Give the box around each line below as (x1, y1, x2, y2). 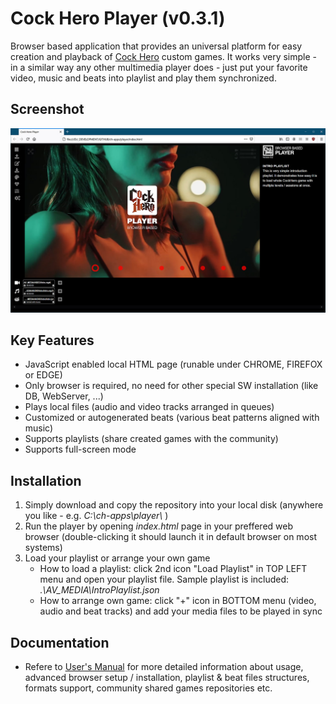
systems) (24, 542, 63, 554)
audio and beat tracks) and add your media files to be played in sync (39, 605, 323, 617)
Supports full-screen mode (24, 443, 137, 456)
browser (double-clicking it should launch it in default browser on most (24, 531, 317, 543)
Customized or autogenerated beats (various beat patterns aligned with (24, 412, 320, 424)
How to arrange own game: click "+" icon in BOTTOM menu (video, (39, 595, 317, 607)
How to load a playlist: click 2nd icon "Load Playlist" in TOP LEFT (39, 563, 308, 575)
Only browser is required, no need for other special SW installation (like (24, 380, 319, 392)
